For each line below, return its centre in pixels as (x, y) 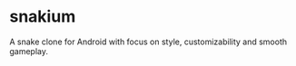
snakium (43, 17)
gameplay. (29, 51)
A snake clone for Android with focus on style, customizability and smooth (148, 42)
